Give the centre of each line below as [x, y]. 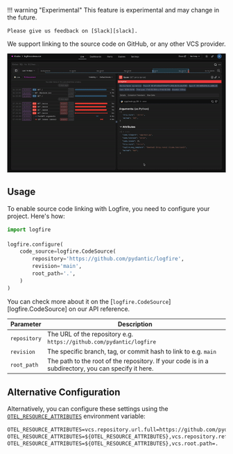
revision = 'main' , [57, 267]
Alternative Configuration [64, 392]
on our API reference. [99, 309]
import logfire [29, 229]
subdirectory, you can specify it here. [101, 368]
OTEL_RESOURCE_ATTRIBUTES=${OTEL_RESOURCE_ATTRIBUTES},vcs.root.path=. [113, 444]
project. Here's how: [36, 216]
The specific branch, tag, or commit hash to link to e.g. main [132, 351]
